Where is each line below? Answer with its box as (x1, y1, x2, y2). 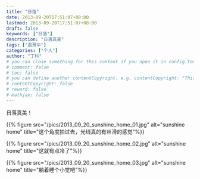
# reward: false (6, 87, 46, 92)
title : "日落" (6, 8, 40, 15)
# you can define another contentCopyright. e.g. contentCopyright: (6, 75, 180, 81)
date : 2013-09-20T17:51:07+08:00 (6, 14, 89, 20)
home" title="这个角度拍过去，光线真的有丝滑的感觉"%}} (6, 128, 145, 135)
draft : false (6, 25, 39, 32)
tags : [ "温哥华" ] (6, 42, 46, 48)
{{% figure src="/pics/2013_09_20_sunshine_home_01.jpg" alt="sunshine (6, 121, 185, 128)
